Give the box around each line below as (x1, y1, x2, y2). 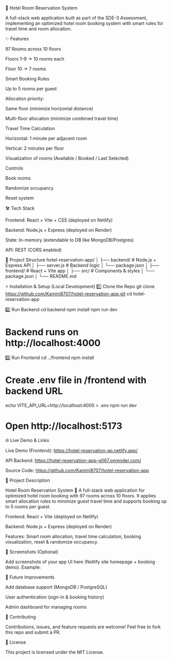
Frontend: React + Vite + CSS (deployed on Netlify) (5, 217, 113, 223)
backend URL (5, 385, 63, 397)
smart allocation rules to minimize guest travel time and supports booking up (5, 498, 167, 504)
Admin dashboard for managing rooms (5, 604, 87, 610)
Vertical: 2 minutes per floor (5, 145, 64, 151)
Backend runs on (5, 326, 79, 338)
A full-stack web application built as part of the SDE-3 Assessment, (5, 15, 147, 21)
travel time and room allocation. (5, 26, 72, 32)
